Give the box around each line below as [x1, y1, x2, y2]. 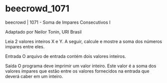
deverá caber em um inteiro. [5, 73, 63, 79]
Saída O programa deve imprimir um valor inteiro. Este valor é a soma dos [5, 63, 157, 69]
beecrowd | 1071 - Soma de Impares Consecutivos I [5, 19, 111, 25]
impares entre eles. [5, 43, 45, 49]
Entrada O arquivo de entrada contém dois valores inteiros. [5, 53, 126, 59]
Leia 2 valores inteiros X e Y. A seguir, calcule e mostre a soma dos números [5, 38, 163, 44]
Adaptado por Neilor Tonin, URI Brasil [5, 29, 82, 35]
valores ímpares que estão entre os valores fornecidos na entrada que [5, 68, 150, 74]
